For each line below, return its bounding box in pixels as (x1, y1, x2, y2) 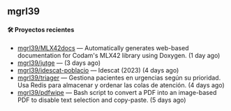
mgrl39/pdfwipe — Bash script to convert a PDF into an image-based (17, 88, 217, 96)
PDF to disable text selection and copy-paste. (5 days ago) (17, 96, 186, 104)
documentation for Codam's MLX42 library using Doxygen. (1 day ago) (17, 51, 221, 59)
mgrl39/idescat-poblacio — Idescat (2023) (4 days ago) (17, 66, 179, 74)
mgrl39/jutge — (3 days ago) (17, 59, 101, 67)
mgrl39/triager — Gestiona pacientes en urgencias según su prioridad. (17, 73, 221, 82)
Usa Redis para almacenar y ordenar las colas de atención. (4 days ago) (17, 80, 225, 89)
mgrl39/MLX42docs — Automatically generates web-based (17, 43, 190, 52)
